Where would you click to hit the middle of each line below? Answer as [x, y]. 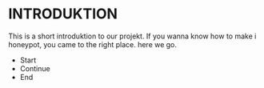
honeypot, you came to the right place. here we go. [93, 44]
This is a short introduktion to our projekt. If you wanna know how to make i [132, 36]
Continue [35, 68]
